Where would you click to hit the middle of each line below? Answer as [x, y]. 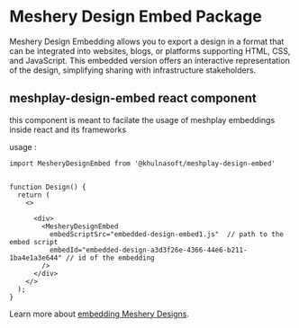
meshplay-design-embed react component [133, 98]
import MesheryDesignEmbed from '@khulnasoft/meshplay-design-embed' [143, 164]
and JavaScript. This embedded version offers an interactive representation [149, 60]
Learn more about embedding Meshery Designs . [99, 314]
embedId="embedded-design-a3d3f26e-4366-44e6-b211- [148, 250]
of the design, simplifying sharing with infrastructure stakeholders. [133, 70]
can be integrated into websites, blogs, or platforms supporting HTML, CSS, [150, 50]
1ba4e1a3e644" [36, 258]
